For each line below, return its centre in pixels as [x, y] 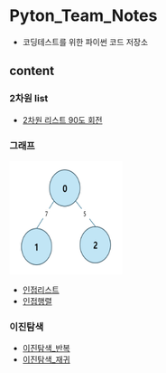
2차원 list [29, 99]
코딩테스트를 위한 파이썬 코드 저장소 [85, 42]
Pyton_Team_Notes [83, 16]
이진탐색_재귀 [46, 359]
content [32, 71]
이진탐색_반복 [46, 349]
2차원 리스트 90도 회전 [62, 120]
